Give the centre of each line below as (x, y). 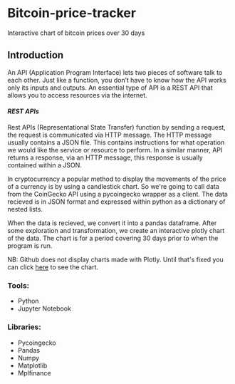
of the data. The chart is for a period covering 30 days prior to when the (113, 238)
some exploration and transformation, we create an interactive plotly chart (116, 230)
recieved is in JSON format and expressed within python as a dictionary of (116, 202)
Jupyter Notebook (44, 308)
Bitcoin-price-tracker (72, 13)
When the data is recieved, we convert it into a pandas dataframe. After (112, 223)
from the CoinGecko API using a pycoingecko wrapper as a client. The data (117, 194)
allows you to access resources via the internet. (77, 95)
